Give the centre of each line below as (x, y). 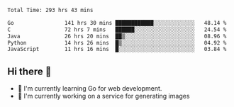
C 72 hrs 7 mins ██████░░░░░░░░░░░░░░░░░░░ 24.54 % (117, 29)
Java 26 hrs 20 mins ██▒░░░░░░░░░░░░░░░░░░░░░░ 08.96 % (117, 36)
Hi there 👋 (29, 71)
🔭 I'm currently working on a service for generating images (104, 96)
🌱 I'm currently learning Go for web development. (90, 89)
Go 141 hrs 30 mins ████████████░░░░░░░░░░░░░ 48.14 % (117, 23)
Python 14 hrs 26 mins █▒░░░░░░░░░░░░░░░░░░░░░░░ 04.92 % (117, 43)
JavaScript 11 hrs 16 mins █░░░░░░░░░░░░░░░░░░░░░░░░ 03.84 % (117, 50)
